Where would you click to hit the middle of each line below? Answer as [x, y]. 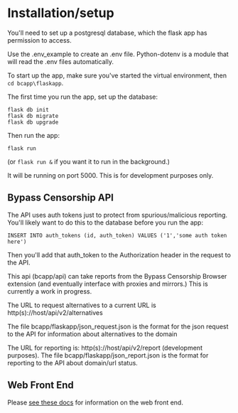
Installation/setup [61, 13]
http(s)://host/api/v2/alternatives [55, 312]
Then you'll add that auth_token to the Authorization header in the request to [119, 254]
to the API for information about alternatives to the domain [92, 334]
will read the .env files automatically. [60, 61]
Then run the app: [34, 135]
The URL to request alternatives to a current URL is [82, 305]
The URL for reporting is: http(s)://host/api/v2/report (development [105, 348]
